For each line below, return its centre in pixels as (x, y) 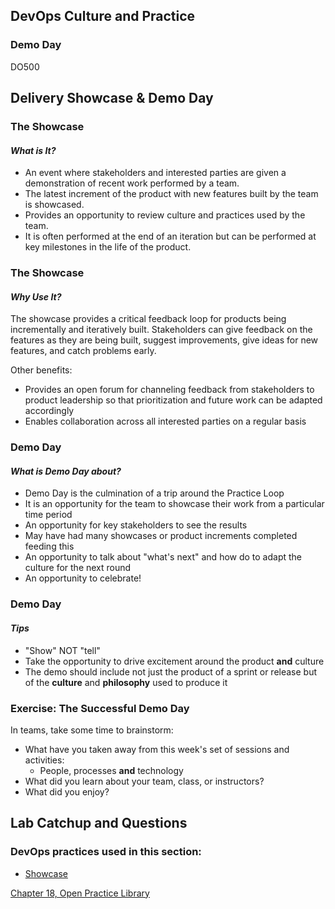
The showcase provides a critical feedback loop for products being (148, 319)
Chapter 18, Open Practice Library (80, 893)
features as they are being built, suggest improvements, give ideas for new (164, 340)
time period (48, 515)
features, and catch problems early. (83, 351)
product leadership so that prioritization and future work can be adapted (173, 400)
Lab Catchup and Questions (99, 823)
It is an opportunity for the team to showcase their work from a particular (174, 504)
